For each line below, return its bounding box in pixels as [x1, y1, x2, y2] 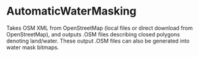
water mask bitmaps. [6, 44, 59, 51]
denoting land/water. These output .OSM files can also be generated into [6, 37, 190, 44]
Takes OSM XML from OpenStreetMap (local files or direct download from [6, 24, 193, 32]
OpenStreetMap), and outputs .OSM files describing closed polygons [6, 30, 181, 38]
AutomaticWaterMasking [6, 4, 137, 18]
